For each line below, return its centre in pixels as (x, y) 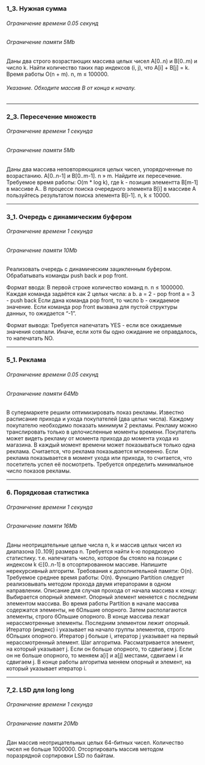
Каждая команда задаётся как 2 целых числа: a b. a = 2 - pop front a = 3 (101, 294)
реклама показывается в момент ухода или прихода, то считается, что (99, 458)
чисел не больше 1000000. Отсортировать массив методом (85, 749)
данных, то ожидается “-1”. (41, 314)
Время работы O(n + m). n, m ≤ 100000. (58, 74)
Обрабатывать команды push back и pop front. (67, 276)
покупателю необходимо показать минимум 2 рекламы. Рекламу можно (102, 426)
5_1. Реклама (26, 360)
